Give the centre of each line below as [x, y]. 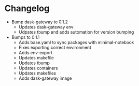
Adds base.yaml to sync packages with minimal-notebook [76, 42]
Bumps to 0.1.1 [25, 37]
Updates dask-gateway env [46, 27]
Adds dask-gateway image [45, 78]
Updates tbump [34, 63]
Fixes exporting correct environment [55, 47]
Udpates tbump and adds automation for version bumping [76, 32]
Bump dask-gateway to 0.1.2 [40, 22]
